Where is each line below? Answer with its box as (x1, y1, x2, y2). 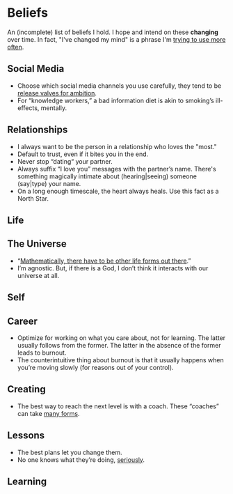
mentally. (40, 103, 67, 112)
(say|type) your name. (17, 179, 81, 187)
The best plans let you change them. (17, 448, 122, 456)
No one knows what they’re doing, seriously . (17, 455, 145, 464)
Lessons (7, 430, 45, 442)
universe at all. (17, 271, 60, 279)
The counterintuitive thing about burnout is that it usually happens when (17, 355, 224, 364)
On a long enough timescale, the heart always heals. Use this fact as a (17, 187, 219, 195)
